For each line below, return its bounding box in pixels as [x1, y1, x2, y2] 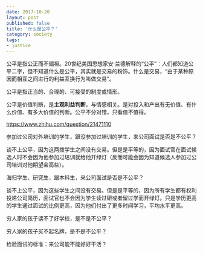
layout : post [6, 15, 39, 21]
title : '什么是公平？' [6, 25, 58, 32]
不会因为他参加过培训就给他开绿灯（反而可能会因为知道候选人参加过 [22, 153, 192, 160]
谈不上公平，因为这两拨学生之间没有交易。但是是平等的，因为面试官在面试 [6, 146, 192, 153]
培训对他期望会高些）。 [11, 161, 68, 168]
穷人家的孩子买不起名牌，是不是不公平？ [6, 228, 107, 235]
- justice [6, 43, 31, 49]
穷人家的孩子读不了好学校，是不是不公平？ [6, 214, 112, 222]
